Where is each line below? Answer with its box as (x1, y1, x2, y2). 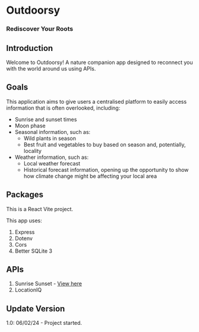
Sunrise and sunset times (14, 116, 77, 123)
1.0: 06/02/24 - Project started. (6, 320, 82, 327)
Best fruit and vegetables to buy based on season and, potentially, (23, 141, 186, 148)
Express (14, 228, 35, 235)
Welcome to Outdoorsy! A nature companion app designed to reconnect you (6, 59, 193, 66)
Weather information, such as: (14, 154, 89, 161)
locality (23, 147, 42, 154)
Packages (6, 190, 43, 200)
